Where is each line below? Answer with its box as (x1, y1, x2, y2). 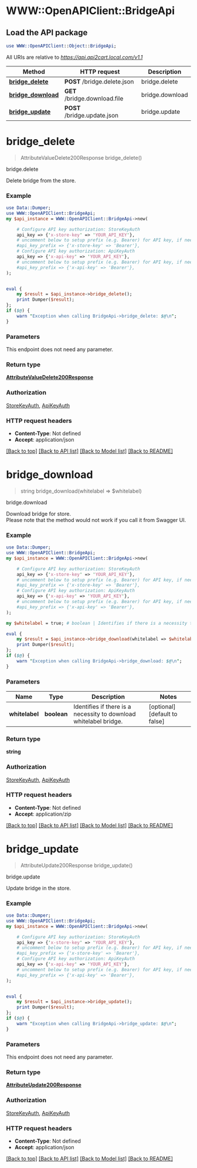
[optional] (148, 702, 176, 711)
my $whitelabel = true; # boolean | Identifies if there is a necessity (6, 620, 188, 626)
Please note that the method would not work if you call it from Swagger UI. (6, 516, 186, 523)
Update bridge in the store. (6, 884, 72, 891)
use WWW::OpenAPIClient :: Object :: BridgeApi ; (6, 43, 117, 49)
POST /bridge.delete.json (64, 78, 134, 86)
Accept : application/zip (14, 810, 72, 817)
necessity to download (73, 709, 136, 718)
